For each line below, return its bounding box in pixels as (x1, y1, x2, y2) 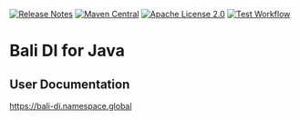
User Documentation (9, 76, 130, 92)
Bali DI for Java (9, 41, 125, 61)
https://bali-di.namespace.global (9, 101, 132, 111)
